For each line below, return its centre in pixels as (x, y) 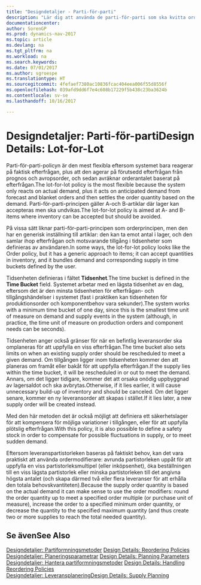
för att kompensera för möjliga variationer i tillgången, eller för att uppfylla (97, 422)
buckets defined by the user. (41, 266)
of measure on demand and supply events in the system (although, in (92, 316)
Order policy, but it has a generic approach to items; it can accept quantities (100, 253)
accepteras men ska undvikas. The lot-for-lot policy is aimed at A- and (92, 210)
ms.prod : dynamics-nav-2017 (41, 34)
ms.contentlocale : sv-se (37, 95)
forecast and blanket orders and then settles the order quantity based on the (100, 197)
